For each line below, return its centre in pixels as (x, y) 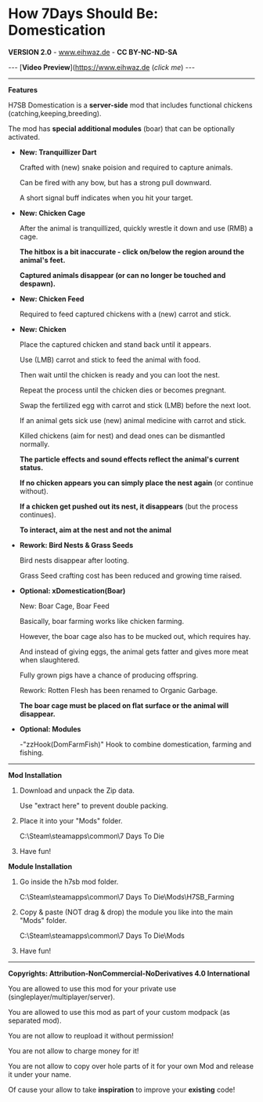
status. (31, 467)
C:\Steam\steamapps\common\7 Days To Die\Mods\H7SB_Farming (127, 896)
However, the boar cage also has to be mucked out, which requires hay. (135, 636)
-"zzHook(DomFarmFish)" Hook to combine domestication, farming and (135, 744)
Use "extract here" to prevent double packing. (94, 805)
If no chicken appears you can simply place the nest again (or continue (136, 483)
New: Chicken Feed (52, 298)
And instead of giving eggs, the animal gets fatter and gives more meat (134, 651)
